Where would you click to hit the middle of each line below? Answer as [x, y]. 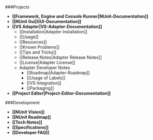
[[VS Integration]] [44, 83]
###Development [22, 103]
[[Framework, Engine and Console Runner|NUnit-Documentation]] [80, 16]
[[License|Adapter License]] [47, 63]
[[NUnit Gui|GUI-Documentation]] [46, 21]
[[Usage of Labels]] [46, 78]
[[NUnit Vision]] [28, 112]
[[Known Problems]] [39, 47]
